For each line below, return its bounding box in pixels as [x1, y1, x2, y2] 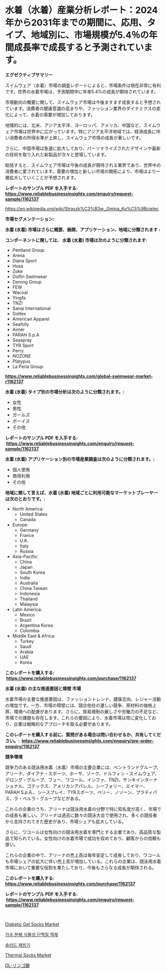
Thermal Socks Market [5, 952, 52, 958]
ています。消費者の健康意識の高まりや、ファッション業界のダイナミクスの [5, 105, 157, 111]
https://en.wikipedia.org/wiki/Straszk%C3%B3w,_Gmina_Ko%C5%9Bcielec [5, 205, 159, 212]
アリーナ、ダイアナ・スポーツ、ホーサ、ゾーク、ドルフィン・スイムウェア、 [5, 770, 160, 776]
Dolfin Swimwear [12, 274, 48, 279]
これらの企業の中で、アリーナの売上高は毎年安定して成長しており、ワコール [5, 852, 161, 858]
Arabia [19, 649, 34, 655]
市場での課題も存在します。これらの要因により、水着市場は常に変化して [5, 714, 152, 720]
